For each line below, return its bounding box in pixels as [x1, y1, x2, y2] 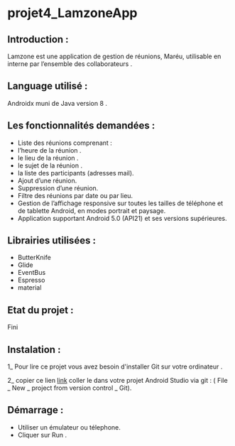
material [17, 283, 42, 292]
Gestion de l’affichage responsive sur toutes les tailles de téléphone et [17, 199, 224, 207]
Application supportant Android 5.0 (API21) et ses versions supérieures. [17, 214, 227, 222]
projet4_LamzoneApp [7, 5, 138, 21]
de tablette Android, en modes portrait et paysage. [17, 206, 166, 214]
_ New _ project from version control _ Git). [7, 384, 132, 392]
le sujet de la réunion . [17, 161, 83, 170]
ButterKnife [17, 254, 51, 262]
